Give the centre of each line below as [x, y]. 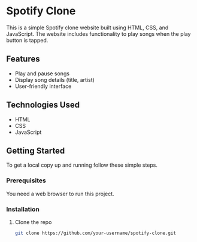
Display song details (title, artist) [54, 79]
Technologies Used [43, 105]
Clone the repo [33, 222]
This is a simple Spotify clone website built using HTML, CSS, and [87, 27]
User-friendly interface [43, 86]
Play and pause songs [42, 73]
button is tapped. [27, 40]
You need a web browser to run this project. [60, 194]
